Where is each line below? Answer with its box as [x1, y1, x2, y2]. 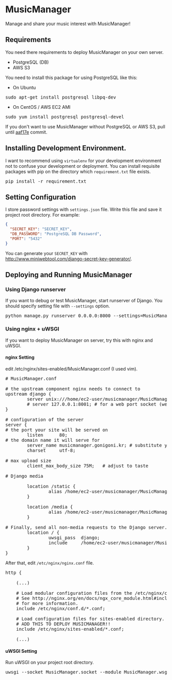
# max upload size [5, 458, 52, 463]
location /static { [27, 483, 76, 489]
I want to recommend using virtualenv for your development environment [5, 158, 162, 164]
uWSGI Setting [5, 648, 37, 654]
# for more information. [16, 600, 78, 606]
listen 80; [27, 432, 68, 438]
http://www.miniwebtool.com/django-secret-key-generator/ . [5, 256, 132, 262]
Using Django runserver [5, 286, 66, 293]
